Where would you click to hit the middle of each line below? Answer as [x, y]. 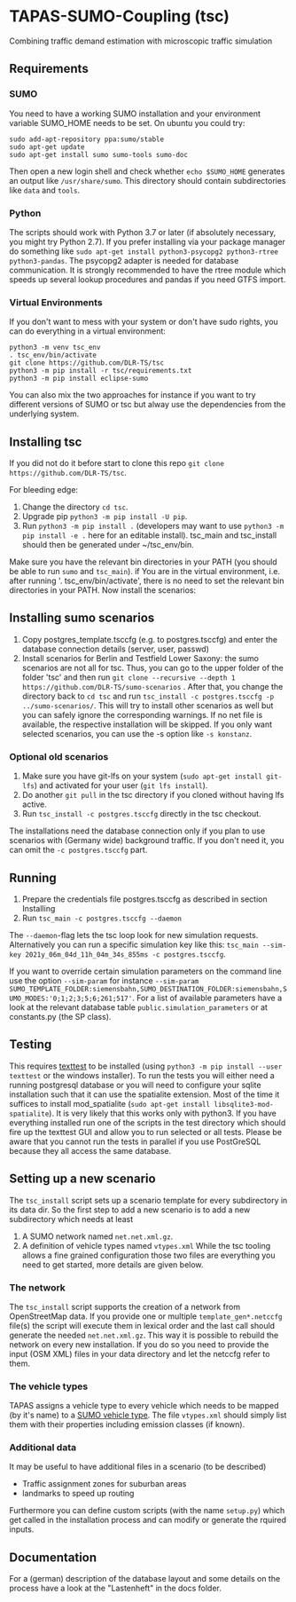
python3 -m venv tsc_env [55, 348]
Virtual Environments [56, 302]
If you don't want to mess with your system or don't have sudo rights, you [144, 322]
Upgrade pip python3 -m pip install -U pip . [105, 517]
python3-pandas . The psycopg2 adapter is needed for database [124, 260]
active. [34, 804]
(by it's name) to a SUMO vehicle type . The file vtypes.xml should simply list [148, 1415]
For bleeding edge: [43, 490]
